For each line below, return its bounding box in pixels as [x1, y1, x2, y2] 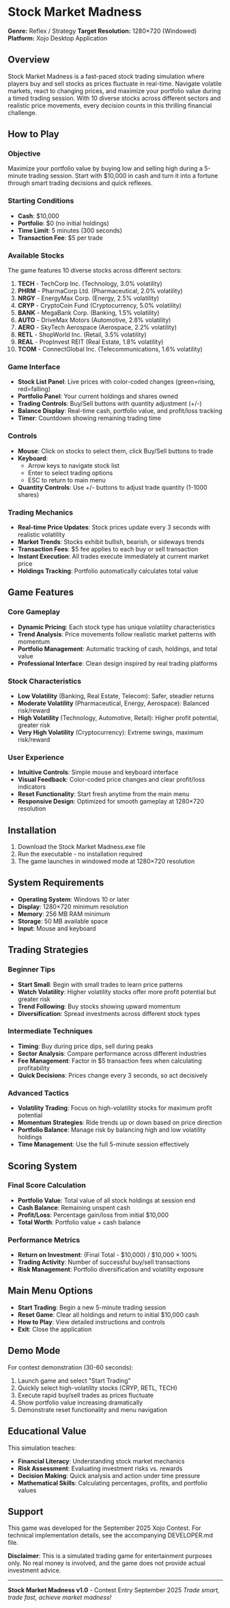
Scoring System [8, 1160, 77, 1172]
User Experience [8, 752, 64, 762]
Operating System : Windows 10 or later [17, 895, 130, 903]
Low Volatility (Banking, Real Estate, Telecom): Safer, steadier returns [17, 691, 214, 700]
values [17, 1486, 37, 1494]
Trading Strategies [8, 944, 89, 956]
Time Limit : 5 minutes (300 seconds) [17, 226, 122, 234]
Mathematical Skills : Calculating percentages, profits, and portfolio [17, 1479, 207, 1487]
